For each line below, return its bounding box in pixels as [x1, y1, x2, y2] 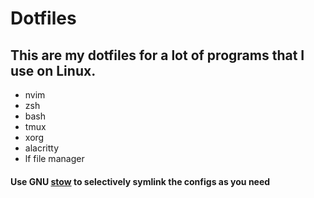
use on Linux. [10, 62, 97, 79]
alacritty [24, 142, 60, 154]
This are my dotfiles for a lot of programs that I [10, 47, 305, 64]
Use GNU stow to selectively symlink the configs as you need [10, 175, 271, 187]
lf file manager [24, 153, 85, 164]
